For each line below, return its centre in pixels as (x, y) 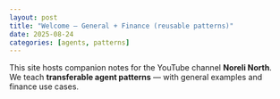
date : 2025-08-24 (42, 34)
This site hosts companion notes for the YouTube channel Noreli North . (141, 68)
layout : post (34, 17)
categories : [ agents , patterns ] (69, 42)
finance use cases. (44, 87)
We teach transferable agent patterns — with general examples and (136, 78)
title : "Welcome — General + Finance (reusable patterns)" (122, 26)
